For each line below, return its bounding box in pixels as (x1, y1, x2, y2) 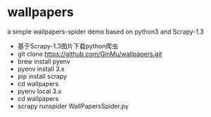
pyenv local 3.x (17, 87, 62, 95)
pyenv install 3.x (17, 64, 65, 73)
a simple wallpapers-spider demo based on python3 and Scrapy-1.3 (7, 27, 204, 36)
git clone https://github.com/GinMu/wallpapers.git (17, 50, 162, 58)
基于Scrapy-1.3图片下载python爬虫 (17, 41, 118, 50)
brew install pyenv (17, 57, 70, 65)
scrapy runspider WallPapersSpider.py (17, 102, 129, 110)
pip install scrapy (17, 71, 68, 81)
